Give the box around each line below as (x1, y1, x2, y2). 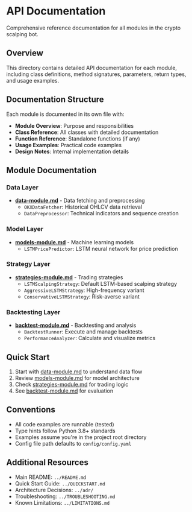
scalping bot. (6, 30, 39, 37)
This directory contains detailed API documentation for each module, (6, 64, 178, 71)
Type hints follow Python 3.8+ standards (14, 427, 116, 434)
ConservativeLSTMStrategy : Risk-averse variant (23, 292, 140, 300)
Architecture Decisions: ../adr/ (14, 486, 94, 493)
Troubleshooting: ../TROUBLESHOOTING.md (14, 493, 116, 500)
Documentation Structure (6, 95, 104, 105)
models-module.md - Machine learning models (14, 238, 134, 245)
